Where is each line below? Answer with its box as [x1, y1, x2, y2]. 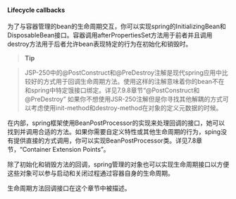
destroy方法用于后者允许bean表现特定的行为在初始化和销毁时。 [7, 40, 192, 49]
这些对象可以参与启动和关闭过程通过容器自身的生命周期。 [7, 169, 174, 178]
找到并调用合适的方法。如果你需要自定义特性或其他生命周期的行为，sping [7, 128, 221, 136]
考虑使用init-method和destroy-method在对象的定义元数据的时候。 [30, 104, 223, 112]
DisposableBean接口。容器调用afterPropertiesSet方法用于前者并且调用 [7, 31, 213, 40]
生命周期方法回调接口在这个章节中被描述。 [7, 184, 131, 193]
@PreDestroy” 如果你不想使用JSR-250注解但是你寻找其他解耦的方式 [24, 95, 223, 104]
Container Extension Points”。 [22, 145, 111, 154]
